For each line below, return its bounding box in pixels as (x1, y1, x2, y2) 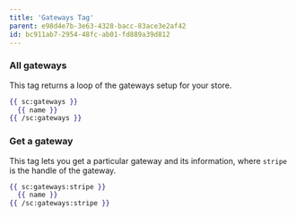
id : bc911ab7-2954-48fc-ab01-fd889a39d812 (9, 30, 170, 39)
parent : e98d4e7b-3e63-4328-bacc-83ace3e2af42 (9, 22, 187, 30)
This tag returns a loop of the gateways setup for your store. (9, 80, 232, 91)
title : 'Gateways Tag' (9, 13, 94, 22)
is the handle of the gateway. (9, 165, 117, 176)
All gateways (9, 59, 67, 72)
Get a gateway (9, 135, 74, 148)
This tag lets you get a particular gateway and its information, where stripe (9, 155, 287, 166)
